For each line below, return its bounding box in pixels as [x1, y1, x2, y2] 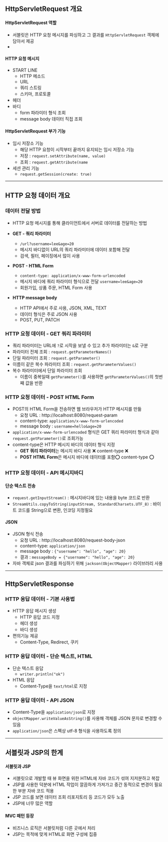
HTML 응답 [12, 676, 35, 682]
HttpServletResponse [5, 579, 74, 588]
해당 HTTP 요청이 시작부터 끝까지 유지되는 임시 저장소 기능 [19, 146, 134, 152]
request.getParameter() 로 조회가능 [12, 435, 83, 441]
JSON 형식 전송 [12, 530, 43, 536]
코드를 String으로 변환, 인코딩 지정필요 [17, 507, 93, 513]
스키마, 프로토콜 [19, 90, 51, 96]
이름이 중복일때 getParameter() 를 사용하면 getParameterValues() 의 [19, 373, 154, 379]
